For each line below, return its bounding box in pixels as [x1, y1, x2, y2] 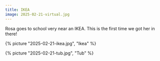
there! [5, 31, 17, 37]
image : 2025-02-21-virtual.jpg [5, 12, 70, 17]
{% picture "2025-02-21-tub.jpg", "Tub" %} [5, 50, 94, 56]
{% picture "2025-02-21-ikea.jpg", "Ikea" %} [5, 40, 97, 46]
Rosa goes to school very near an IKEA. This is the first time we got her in [5, 25, 155, 31]
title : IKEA [5, 7, 30, 12]
